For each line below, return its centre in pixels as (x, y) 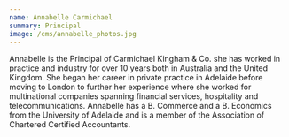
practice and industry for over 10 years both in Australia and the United (139, 68)
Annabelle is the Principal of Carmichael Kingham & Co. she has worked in (145, 59)
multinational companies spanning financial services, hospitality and (134, 96)
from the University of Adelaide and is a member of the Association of (137, 115)
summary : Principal (45, 26)
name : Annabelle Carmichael (61, 17)
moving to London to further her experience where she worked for (130, 87)
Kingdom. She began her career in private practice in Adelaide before (136, 78)
